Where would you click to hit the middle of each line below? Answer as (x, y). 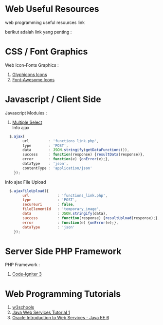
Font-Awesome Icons (33, 79)
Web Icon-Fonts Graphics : (32, 65)
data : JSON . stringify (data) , (65, 214)
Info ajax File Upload (26, 182)
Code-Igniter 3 (27, 274)
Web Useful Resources (52, 9)
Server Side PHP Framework (63, 251)
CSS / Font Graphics (46, 52)
